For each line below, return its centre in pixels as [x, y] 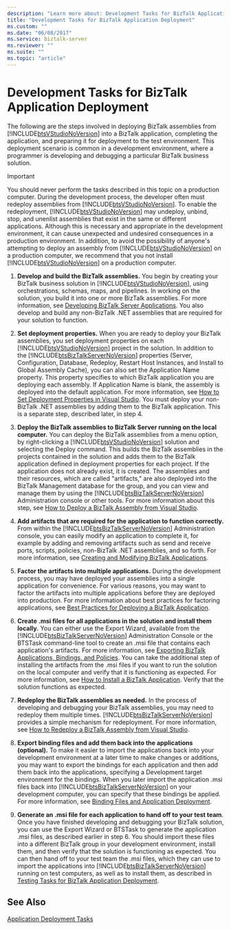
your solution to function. [53, 320]
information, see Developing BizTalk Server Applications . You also [110, 305]
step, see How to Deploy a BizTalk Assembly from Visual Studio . [108, 508]
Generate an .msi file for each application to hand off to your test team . [120, 814]
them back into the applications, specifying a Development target [110, 772]
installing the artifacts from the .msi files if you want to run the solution [117, 665]
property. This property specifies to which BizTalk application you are [115, 377]
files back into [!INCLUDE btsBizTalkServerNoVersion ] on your [104, 787]
